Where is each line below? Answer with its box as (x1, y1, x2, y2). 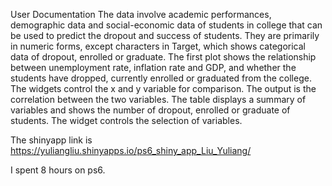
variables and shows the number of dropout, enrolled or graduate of (10, 104, 291, 116)
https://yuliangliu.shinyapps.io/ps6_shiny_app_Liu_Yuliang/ (10, 145, 252, 156)
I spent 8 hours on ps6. (10, 164, 106, 176)
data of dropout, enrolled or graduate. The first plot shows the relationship (10, 51, 317, 63)
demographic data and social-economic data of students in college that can (10, 19, 323, 31)
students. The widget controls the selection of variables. (10, 115, 243, 126)
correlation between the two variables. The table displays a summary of (10, 94, 307, 105)
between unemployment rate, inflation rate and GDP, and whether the (10, 62, 297, 73)
